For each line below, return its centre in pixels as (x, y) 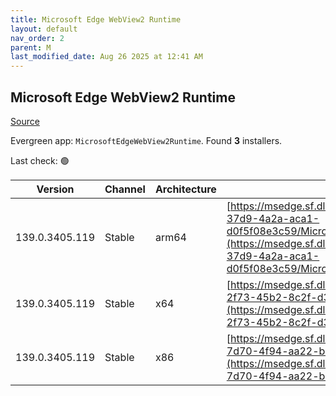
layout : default (44, 29)
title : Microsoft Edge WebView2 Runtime (96, 19)
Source (25, 121)
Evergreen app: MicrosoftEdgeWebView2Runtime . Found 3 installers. (146, 140)
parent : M (31, 47)
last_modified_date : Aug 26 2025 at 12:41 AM (106, 57)
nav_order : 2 (37, 38)
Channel (125, 189)
